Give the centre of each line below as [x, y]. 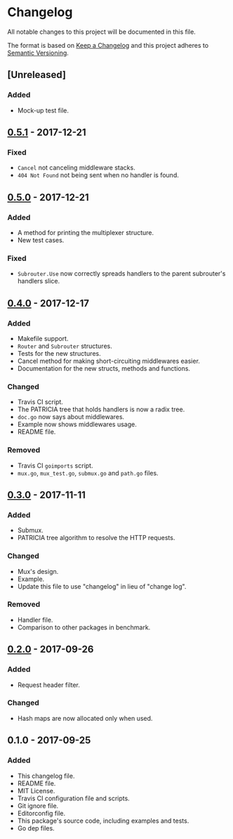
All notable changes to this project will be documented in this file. [102, 32]
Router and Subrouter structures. [65, 346]
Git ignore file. [38, 805]
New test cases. [41, 240]
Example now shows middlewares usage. [77, 424]
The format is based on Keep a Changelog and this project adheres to [108, 45]
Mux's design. [38, 571]
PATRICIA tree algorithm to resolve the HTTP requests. [96, 538]
